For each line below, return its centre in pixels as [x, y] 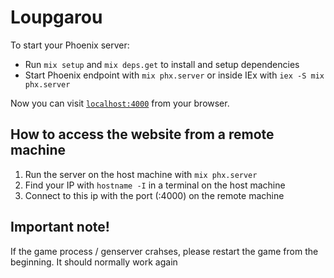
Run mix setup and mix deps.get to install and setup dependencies [162, 64]
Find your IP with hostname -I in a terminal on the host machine [155, 185]
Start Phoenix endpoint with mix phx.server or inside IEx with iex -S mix [174, 75]
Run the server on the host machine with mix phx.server [141, 174]
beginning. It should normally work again [94, 262]
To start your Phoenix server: [70, 45]
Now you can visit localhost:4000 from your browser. [120, 103]
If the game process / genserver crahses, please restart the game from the [164, 251]
